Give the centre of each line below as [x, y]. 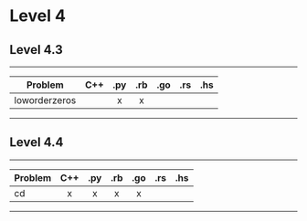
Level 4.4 [37, 142]
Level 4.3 [36, 50]
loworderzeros [45, 100]
